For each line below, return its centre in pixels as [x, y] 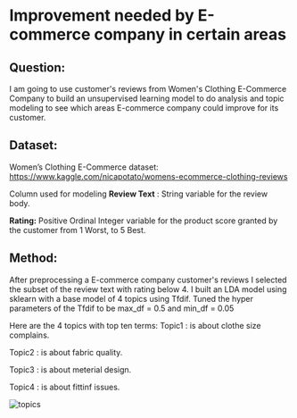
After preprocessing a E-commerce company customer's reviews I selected [148, 280]
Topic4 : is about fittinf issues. [65, 387]
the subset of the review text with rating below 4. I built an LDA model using [148, 289]
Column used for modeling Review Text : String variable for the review [139, 194]
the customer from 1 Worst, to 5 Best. [78, 230]
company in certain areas [190, 34]
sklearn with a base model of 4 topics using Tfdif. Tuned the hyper [132, 298]
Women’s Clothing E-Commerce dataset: [84, 167]
